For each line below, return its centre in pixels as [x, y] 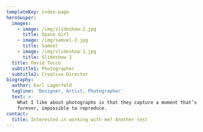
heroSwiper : [21, 18]
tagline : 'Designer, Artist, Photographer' [67, 91]
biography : [20, 80]
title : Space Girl [46, 35]
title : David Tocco [36, 63]
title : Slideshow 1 [47, 57]
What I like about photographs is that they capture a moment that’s [107, 102]
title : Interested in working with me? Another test [80, 119]
